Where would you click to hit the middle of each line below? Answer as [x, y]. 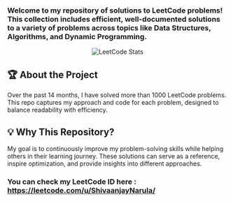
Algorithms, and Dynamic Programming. [77, 36]
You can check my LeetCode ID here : [72, 182]
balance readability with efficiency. [58, 110]
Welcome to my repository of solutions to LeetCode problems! [115, 10]
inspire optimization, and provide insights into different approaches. [105, 164]
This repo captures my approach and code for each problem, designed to [113, 103]
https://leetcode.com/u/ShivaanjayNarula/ [82, 190]
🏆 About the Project [52, 74]
